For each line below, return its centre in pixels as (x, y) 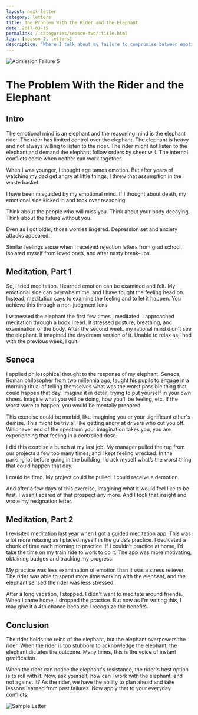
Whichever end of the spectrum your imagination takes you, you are (89, 429)
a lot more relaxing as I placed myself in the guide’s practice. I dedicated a (96, 540)
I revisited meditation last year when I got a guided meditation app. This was (99, 533)
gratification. (22, 658)
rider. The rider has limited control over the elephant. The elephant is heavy (98, 140)
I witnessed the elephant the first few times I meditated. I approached (90, 316)
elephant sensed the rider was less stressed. (60, 583)
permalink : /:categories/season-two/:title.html (67, 34)
